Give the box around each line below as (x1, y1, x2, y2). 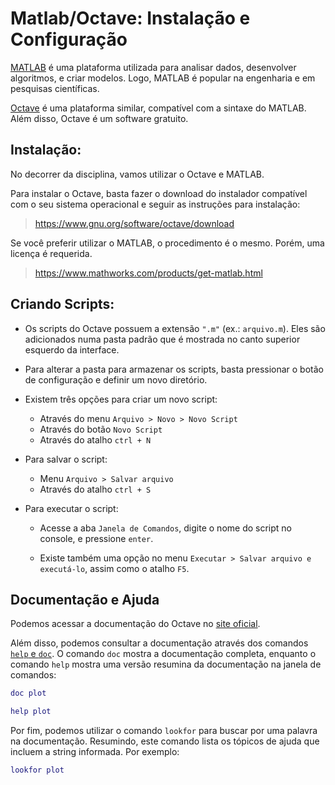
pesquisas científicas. (10, 82, 100, 94)
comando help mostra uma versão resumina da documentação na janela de (10, 658, 322, 671)
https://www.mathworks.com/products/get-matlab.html (34, 267, 263, 279)
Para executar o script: (24, 502, 119, 514)
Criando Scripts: (10, 296, 115, 313)
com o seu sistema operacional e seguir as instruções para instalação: (10, 198, 301, 210)
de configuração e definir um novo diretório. (24, 373, 208, 386)
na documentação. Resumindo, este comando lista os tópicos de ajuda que (10, 735, 320, 747)
